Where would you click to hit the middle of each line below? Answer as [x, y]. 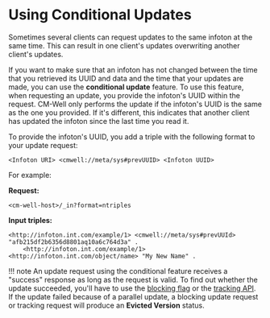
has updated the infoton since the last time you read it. [99, 121]
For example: [30, 175]
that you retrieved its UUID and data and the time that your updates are [126, 78]
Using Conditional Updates [100, 15]
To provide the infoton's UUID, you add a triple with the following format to [132, 136]
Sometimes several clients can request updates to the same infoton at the [131, 37]
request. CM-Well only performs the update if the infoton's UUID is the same [135, 104]
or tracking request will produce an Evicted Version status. [107, 305]
